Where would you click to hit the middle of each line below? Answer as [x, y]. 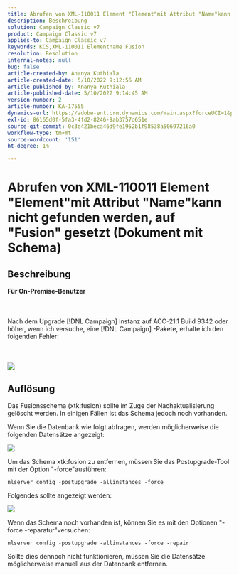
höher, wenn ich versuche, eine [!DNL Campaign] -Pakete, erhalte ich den [116, 329]
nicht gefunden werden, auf [91, 218]
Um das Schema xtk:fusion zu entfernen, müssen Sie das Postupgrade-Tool [118, 461]
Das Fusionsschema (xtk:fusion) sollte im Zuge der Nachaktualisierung [111, 405]
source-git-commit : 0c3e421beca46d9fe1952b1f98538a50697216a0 [101, 126]
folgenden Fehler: [33, 337]
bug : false [23, 67]
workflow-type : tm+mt [39, 133]
